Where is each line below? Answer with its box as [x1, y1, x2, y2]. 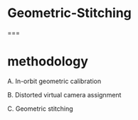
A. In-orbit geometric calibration [7, 77, 102, 85]
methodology [7, 53, 89, 70]
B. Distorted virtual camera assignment [7, 90, 122, 99]
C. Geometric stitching [7, 104, 73, 113]
